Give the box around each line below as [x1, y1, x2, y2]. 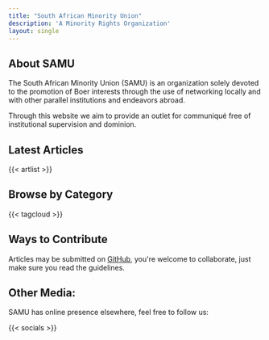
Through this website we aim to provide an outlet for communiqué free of [8, 111, 251, 121]
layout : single [8, 27, 60, 35]
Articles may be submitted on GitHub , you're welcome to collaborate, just [8, 254, 251, 263]
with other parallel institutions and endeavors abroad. [8, 95, 185, 105]
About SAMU [8, 57, 75, 70]
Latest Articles [8, 143, 84, 157]
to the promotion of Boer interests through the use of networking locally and [8, 86, 261, 97]
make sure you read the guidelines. [8, 262, 125, 272]
